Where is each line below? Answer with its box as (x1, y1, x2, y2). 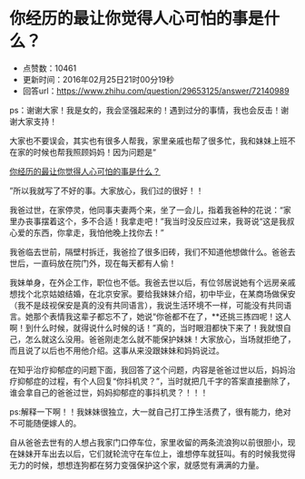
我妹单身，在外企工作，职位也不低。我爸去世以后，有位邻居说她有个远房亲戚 (9, 277, 296, 288)
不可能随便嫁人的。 (9, 417, 82, 428)
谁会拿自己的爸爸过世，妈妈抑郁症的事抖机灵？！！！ (9, 386, 209, 397)
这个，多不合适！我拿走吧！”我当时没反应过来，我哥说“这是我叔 (56, 215, 295, 227)
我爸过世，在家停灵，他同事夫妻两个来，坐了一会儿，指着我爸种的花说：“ (9, 204, 284, 215)
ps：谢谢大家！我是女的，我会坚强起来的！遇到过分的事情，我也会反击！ (9, 104, 281, 115)
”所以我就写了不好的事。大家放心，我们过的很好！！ (9, 185, 204, 196)
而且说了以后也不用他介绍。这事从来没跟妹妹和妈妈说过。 (9, 345, 224, 356)
